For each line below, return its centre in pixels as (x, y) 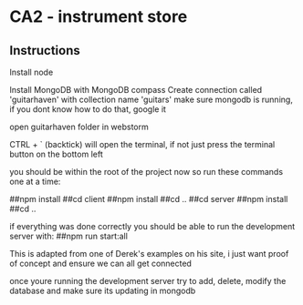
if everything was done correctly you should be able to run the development (152, 226)
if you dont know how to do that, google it (88, 109)
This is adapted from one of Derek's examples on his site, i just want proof (149, 254)
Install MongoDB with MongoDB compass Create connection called (136, 90)
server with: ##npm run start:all (68, 236)
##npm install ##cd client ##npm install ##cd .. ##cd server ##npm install (149, 199)
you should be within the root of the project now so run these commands (146, 172)
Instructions (45, 51)
